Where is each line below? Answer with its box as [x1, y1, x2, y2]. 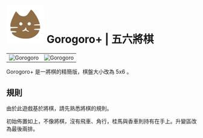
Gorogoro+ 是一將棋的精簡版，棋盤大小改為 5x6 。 [6, 68, 132, 76]
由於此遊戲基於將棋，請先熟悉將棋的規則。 [6, 105, 112, 112]
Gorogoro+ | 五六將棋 [46, 33, 154, 47]
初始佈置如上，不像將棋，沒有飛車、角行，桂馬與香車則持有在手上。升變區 [6, 117, 192, 125]
